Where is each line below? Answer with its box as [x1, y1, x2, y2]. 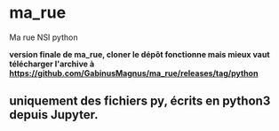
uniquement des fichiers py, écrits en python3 [9, 94, 271, 109]
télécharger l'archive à [9, 58, 95, 69]
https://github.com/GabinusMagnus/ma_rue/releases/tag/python [9, 67, 259, 78]
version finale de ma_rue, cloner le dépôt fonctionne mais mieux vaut [9, 49, 270, 59]
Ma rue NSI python [9, 32, 78, 42]
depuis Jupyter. [9, 107, 99, 122]
